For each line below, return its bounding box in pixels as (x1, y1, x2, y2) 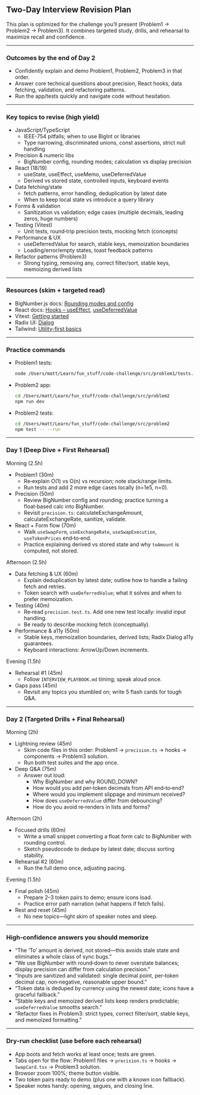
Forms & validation (14, 203, 61, 210)
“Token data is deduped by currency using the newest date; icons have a (14, 985, 194, 992)
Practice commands (6, 346, 65, 354)
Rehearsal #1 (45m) (14, 669, 63, 676)
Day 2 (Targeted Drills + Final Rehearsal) (6, 715, 125, 723)
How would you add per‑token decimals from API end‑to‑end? (32, 784, 185, 791)
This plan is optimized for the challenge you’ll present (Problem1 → (6, 20, 170, 27)
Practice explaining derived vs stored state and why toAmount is (23, 540, 180, 547)
